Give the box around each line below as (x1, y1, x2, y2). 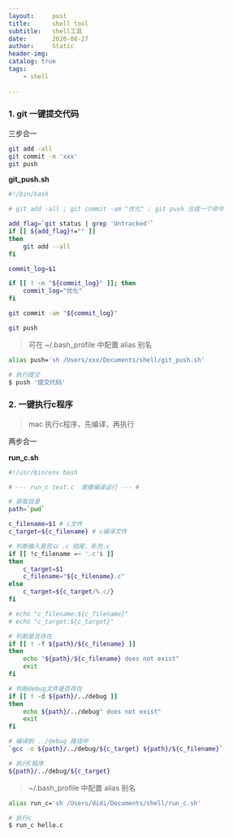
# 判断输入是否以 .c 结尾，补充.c (8, 542, 110, 550)
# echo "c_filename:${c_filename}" (8, 610, 129, 618)
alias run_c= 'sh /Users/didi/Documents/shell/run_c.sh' (8, 799, 201, 807)
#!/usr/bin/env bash (8, 468, 79, 476)
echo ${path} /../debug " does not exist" (23, 708, 162, 716)
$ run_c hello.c (8, 822, 63, 830)
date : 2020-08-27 (8, 34, 89, 43)
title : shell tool (8, 20, 89, 28)
